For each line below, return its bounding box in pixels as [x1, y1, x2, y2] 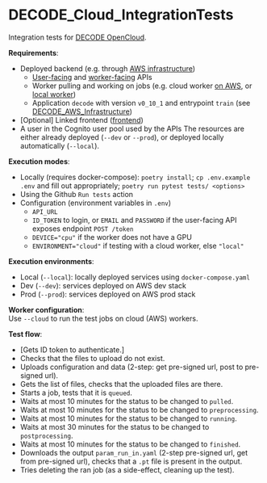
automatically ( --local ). [19, 141, 99, 150]
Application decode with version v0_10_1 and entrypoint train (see [31, 98, 251, 107]
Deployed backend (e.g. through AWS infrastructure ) [19, 63, 196, 73]
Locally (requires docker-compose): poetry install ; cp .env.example [19, 172, 251, 182]
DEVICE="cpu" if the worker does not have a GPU [31, 232, 192, 241]
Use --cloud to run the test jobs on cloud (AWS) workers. [8, 313, 198, 323]
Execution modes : [8, 156, 70, 166]
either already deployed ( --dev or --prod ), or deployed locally [19, 132, 224, 142]
